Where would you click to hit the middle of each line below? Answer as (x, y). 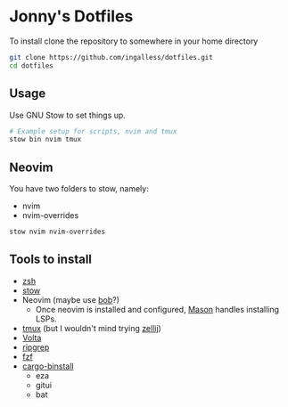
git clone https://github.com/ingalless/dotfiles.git (111, 57)
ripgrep (36, 347)
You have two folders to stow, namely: (79, 189)
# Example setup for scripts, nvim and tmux (93, 131)
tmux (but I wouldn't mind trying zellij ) (92, 328)
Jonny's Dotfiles (71, 16)
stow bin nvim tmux (45, 140)
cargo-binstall (48, 366)
